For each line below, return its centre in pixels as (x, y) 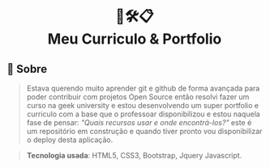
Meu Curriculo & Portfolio (135, 39)
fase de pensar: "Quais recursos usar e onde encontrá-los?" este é (139, 122)
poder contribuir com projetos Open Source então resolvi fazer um (138, 97)
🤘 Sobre (27, 69)
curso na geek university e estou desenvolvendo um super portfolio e (143, 105)
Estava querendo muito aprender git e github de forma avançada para (143, 88)
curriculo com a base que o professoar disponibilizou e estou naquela (143, 114)
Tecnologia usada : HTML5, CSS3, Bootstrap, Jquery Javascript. (134, 155)
